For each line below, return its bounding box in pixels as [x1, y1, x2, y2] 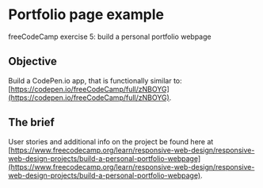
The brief [8, 116, 55, 129]
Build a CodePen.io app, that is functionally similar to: [8, 75, 182, 85]
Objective [8, 55, 58, 68]
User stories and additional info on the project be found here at [8, 136, 214, 146]
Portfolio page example [8, 6, 165, 24]
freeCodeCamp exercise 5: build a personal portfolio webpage [8, 32, 212, 41]
